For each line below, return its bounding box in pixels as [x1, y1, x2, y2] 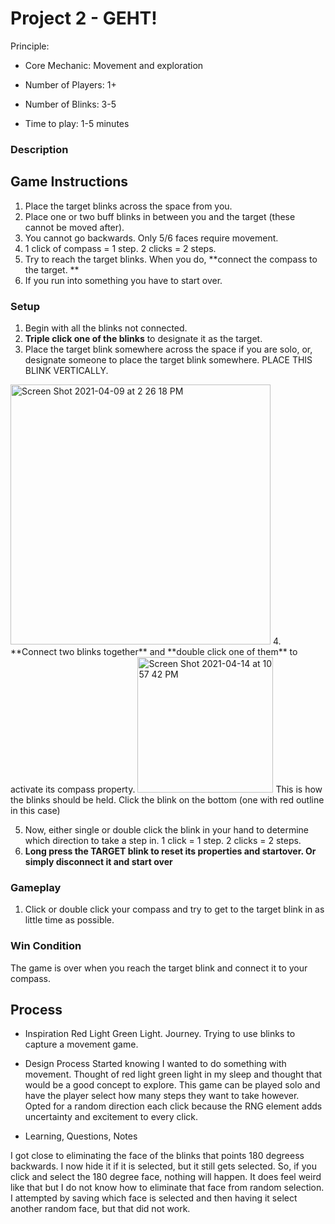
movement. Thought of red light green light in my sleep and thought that [24, 1068, 323, 1081]
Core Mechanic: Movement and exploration [24, 59, 204, 71]
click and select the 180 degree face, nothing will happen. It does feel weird [10, 1171, 322, 1183]
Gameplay [10, 880, 62, 894]
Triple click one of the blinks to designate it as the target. [24, 332, 263, 344]
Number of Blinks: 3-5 [24, 98, 117, 110]
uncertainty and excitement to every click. [24, 1111, 199, 1123]
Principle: [10, 40, 50, 52]
